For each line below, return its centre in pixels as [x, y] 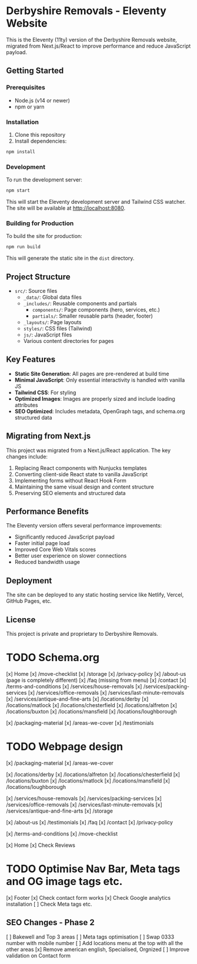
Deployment [29, 581]
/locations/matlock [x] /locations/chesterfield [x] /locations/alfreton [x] [92, 705]
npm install [21, 151]
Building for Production [40, 223]
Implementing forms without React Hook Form [70, 480]
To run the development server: [44, 180]
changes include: [27, 456]
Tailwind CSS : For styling [45, 392]
